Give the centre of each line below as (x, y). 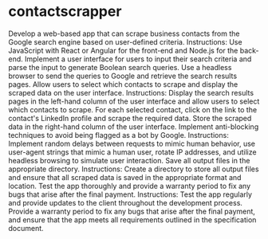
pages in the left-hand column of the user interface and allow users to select (134, 101)
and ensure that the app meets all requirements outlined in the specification (132, 219)
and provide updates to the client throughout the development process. (126, 202)
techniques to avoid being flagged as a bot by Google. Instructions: (118, 135)
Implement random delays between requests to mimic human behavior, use (132, 143)
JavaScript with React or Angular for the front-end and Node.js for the (123, 50)
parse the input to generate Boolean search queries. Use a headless (120, 67)
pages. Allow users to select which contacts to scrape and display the (123, 84)
